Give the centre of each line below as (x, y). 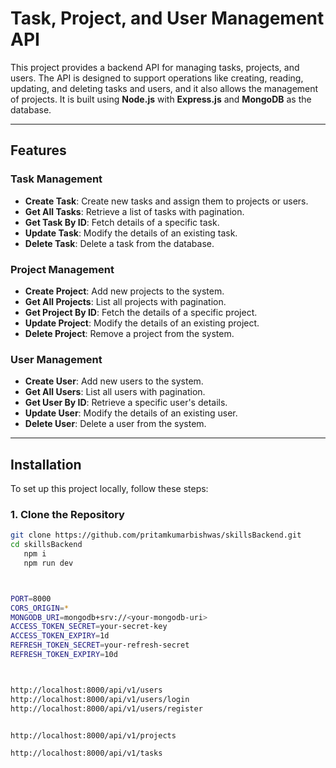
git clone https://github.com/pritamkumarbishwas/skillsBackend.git (156, 535)
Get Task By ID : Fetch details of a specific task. (122, 222)
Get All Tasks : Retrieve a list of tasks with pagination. (134, 211)
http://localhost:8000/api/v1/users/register (106, 708)
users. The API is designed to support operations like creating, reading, (157, 78)
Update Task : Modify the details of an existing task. (131, 233)
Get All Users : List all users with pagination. (115, 392)
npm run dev (48, 563)
